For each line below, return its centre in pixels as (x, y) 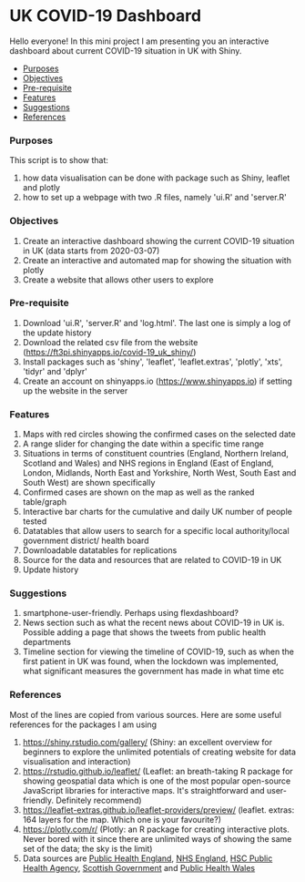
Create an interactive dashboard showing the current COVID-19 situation (158, 241)
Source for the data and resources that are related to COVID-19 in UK (152, 560)
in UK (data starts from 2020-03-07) (91, 251)
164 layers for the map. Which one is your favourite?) (122, 819)
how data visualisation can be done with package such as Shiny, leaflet (156, 178)
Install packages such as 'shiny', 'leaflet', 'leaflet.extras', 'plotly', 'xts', (152, 362)
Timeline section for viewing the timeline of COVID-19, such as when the (158, 651)
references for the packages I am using (83, 724)
